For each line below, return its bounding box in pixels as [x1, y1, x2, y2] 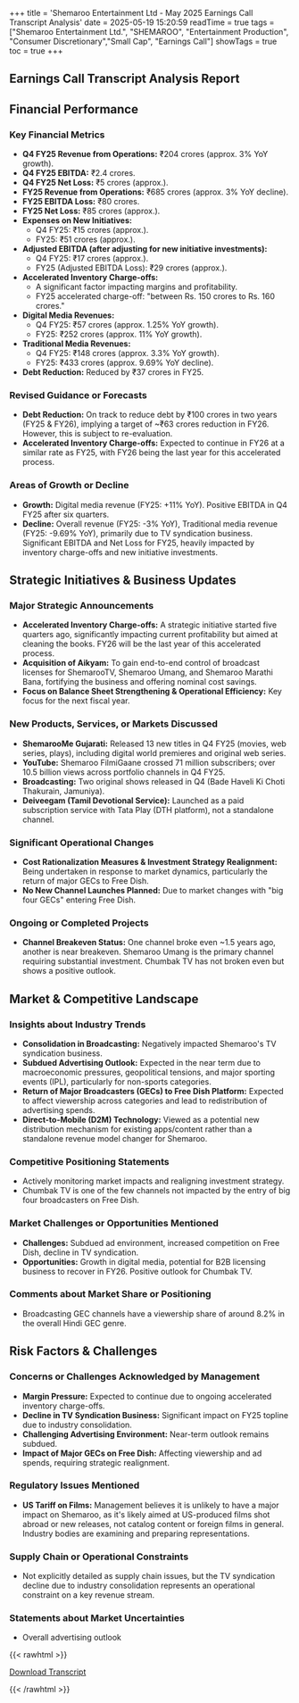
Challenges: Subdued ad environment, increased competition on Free [21, 1237, 280, 1248]
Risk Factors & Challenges [9, 1343, 158, 1359]
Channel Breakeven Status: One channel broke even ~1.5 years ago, [21, 937, 277, 948]
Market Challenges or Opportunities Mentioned [9, 1217, 219, 1230]
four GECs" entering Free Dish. [21, 894, 137, 905]
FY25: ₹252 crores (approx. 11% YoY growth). [35, 329, 203, 340]
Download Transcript [9, 1666, 87, 1677]
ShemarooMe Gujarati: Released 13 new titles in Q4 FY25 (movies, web [21, 738, 287, 749]
